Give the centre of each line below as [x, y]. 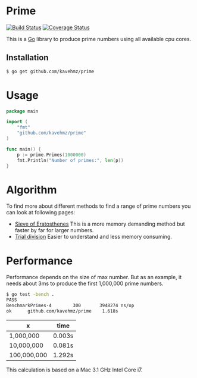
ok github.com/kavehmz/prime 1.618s [62, 311]
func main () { [24, 149]
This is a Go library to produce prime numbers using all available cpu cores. [99, 39]
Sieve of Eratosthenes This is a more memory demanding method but [100, 224]
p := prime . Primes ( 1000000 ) [51, 155]
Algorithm [32, 190]
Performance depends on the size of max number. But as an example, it [94, 277]
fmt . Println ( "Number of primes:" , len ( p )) [70, 160]
